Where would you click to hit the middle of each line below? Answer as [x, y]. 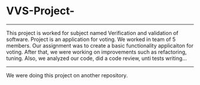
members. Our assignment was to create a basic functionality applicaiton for [100, 45]
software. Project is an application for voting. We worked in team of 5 [91, 39]
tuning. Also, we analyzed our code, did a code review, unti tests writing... [97, 58]
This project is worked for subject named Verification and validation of [92, 33]
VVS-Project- [40, 11]
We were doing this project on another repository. [67, 75]
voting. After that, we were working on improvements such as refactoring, [96, 52]
